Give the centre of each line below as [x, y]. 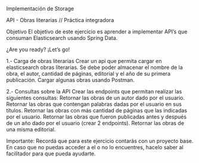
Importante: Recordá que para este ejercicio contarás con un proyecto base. [100, 141]
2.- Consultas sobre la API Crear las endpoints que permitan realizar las [94, 91]
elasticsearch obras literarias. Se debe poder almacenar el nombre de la [94, 67]
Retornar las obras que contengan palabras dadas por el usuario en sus [94, 104]
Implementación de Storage [40, 9]
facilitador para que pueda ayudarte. [51, 153]
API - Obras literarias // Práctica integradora [60, 20]
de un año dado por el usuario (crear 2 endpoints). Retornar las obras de [95, 123]
